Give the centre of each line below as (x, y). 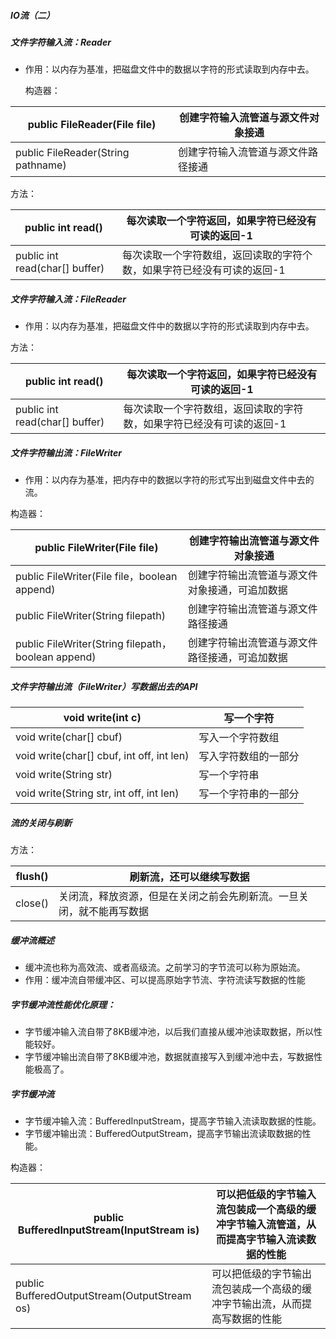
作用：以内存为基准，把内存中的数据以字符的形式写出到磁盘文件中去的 (169, 480)
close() (32, 903)
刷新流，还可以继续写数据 (189, 877)
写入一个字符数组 (239, 738)
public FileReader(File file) (92, 125)
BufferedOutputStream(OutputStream (103, 1296)
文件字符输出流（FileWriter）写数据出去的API (104, 686)
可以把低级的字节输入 (266, 1195)
